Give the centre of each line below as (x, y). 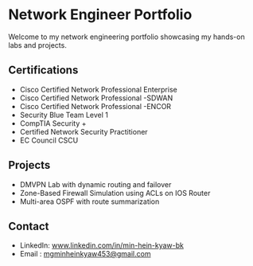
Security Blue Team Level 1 (64, 115)
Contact (29, 226)
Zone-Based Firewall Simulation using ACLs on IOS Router (115, 193)
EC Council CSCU (49, 140)
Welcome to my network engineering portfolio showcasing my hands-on (127, 37)
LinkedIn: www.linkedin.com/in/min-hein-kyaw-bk (102, 245)
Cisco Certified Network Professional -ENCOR (95, 106)
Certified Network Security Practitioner (84, 131)
